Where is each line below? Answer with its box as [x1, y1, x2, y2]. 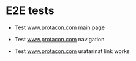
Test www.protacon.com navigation [14, 35, 105, 43]
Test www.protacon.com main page [14, 24, 105, 31]
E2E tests [6, 4, 55, 18]
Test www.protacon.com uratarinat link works [14, 47, 130, 55]
